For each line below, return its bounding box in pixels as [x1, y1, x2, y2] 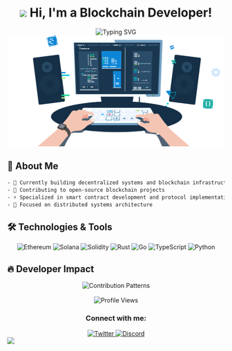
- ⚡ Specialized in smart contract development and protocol [7, 194, 187, 201]
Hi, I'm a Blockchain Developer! [30, 5, 213, 21]
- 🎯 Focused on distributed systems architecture [7, 201, 153, 208]
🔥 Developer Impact [7, 263, 95, 275]
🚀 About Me [7, 160, 59, 172]
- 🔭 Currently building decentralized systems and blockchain [7, 179, 190, 186]
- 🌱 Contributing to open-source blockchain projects [7, 187, 166, 194]
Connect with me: [85, 314, 147, 323]
